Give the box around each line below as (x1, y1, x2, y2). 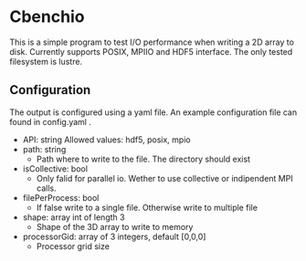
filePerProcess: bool (22, 192, 100, 203)
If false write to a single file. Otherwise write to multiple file (36, 202, 259, 213)
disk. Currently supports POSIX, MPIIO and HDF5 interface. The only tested (9, 46, 293, 57)
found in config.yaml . (9, 116, 91, 127)
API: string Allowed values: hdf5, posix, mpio (22, 134, 191, 145)
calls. (36, 183, 57, 193)
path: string (22, 143, 67, 154)
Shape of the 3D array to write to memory (36, 221, 194, 232)
